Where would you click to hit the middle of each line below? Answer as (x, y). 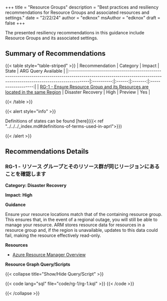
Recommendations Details (47, 151)
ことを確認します (26, 174)
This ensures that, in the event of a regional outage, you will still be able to (82, 219)
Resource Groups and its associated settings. (52, 38)
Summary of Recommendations (55, 53)
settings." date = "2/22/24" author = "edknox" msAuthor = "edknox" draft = (83, 18)
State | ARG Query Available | (35, 71)
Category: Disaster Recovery (36, 185)
